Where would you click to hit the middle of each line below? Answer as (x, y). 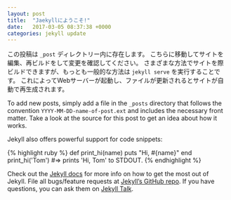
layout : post (26, 14)
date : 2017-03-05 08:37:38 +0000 (59, 27)
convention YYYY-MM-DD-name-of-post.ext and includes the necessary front (115, 111)
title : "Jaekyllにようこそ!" (49, 20)
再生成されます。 (44, 89)
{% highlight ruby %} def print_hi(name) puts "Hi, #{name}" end (100, 153)
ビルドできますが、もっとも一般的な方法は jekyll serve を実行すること (111, 72)
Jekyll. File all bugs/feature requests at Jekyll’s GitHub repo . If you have (111, 181)
